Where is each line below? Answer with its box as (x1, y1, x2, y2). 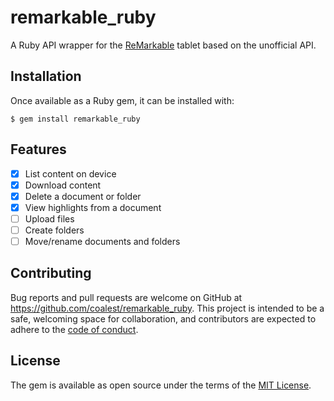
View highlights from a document (24, 201, 162, 213)
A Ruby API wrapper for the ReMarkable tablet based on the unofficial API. (10, 39, 317, 51)
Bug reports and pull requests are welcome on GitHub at (10, 291, 243, 303)
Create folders (24, 224, 85, 236)
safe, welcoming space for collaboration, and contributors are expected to (10, 312, 317, 325)
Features (10, 141, 67, 158)
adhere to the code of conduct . (10, 323, 139, 335)
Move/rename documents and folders (24, 235, 181, 247)
